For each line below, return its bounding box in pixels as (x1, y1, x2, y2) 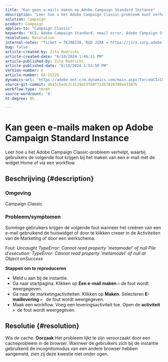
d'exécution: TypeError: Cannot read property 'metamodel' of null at (5, 250, 146, 256)
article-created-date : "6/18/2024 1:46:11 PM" (5, 54, 104, 59)
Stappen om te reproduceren (5, 265, 66, 271)
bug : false (5, 45, 28, 50)
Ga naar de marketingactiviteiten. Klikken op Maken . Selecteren (12, 291, 144, 297)
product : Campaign (5, 21, 43, 27)
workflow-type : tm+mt (5, 86, 50, 92)
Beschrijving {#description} (5, 174, 94, 183)
